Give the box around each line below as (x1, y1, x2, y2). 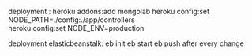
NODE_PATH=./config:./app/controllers (8, 15, 136, 24)
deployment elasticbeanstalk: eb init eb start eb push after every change (8, 39, 245, 48)
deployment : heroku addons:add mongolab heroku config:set (8, 7, 210, 16)
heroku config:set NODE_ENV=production (8, 24, 145, 32)
